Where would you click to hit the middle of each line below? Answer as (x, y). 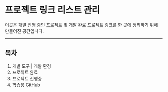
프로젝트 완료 (25, 72)
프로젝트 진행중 (27, 78)
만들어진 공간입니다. (24, 31)
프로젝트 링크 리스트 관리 (53, 10)
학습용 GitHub (26, 85)
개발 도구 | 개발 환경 (32, 66)
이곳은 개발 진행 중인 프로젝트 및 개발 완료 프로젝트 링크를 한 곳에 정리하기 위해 (82, 25)
